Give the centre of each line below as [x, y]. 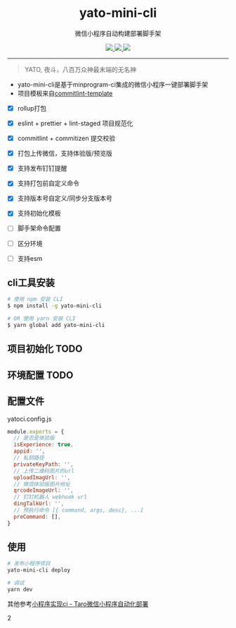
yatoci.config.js [29, 419]
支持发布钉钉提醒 [42, 168]
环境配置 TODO [40, 375]
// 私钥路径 [29, 458]
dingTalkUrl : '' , [39, 504]
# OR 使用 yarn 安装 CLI [41, 319]
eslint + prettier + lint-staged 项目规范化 [75, 123]
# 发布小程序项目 [29, 564]
